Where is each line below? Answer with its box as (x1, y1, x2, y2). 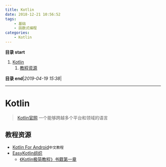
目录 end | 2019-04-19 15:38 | (5, 75, 62, 81)
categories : (5, 30, 30, 35)
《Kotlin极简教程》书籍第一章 (19, 156, 77, 162)
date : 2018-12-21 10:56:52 (5, 12, 61, 17)
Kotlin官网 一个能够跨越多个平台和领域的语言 (17, 114, 108, 120)
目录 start (5, 49, 25, 55)
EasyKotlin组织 (12, 150, 43, 156)
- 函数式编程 (14, 26, 37, 31)
